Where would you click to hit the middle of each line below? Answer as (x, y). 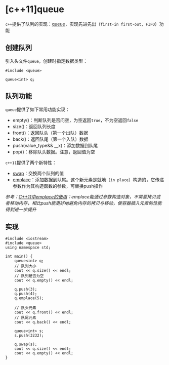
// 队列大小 (25, 266)
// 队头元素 (25, 308)
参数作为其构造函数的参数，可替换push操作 (58, 186)
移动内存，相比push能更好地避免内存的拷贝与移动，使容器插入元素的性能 (86, 203)
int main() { (19, 257)
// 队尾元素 (25, 318)
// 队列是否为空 (29, 276)
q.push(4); (26, 294)
